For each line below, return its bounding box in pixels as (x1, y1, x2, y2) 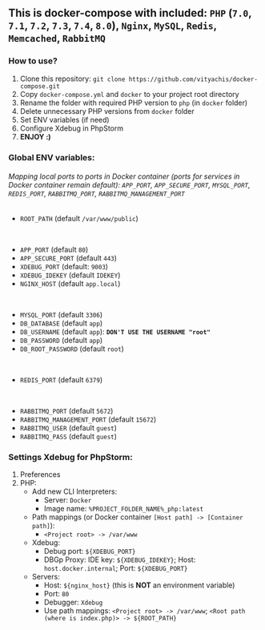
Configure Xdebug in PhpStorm (19, 123, 124, 133)
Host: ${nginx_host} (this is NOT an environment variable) (43, 580, 235, 590)
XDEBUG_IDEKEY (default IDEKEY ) (19, 270, 121, 280)
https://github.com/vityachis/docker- (128, 75, 259, 83)
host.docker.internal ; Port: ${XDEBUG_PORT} (43, 563, 188, 573)
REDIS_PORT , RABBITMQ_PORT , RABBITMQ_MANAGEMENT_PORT (8, 188, 186, 199)
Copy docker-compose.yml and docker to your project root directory (19, 89, 239, 99)
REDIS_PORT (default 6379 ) (19, 374, 102, 384)
